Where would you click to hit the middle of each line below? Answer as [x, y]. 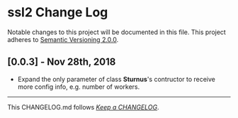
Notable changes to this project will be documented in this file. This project [117, 32]
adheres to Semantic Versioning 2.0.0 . [63, 39]
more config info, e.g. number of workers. [79, 87]
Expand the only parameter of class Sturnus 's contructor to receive [117, 79]
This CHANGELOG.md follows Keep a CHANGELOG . [83, 107]
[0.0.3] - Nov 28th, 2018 [62, 62]
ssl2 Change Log [58, 12]
